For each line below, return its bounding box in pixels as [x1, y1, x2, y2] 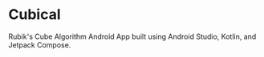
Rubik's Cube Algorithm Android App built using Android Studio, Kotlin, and [8, 32, 257, 41]
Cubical [8, 6, 61, 24]
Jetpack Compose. [8, 40, 71, 49]
